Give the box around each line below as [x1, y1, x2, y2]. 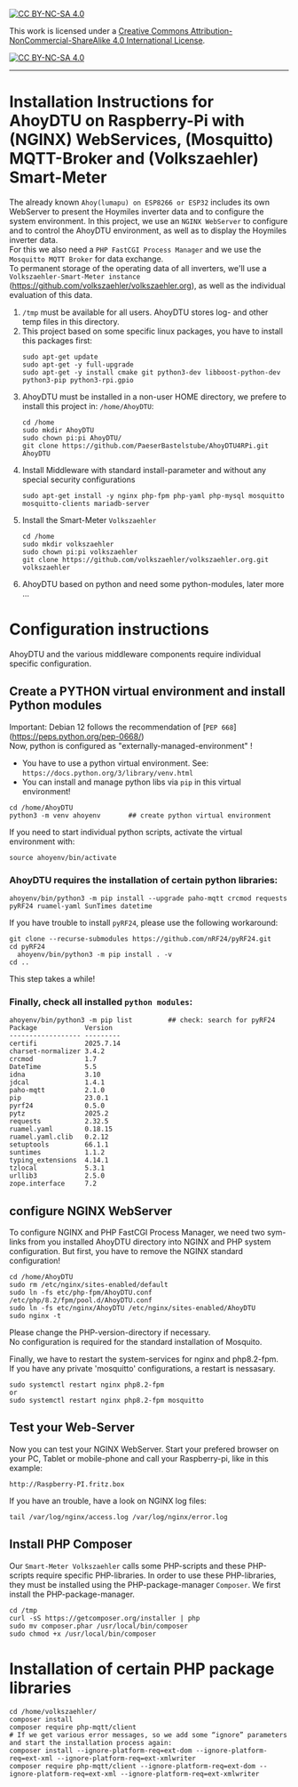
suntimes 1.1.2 [9, 1148, 105, 1157]
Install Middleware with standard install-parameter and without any [21, 464, 267, 475]
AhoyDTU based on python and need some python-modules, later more [21, 578, 285, 589]
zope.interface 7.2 [9, 1179, 98, 1188]
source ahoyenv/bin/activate [9, 853, 117, 862]
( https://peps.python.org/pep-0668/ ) [9, 730, 145, 742]
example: [9, 1462, 43, 1473]
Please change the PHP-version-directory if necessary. [9, 1327, 211, 1338]
